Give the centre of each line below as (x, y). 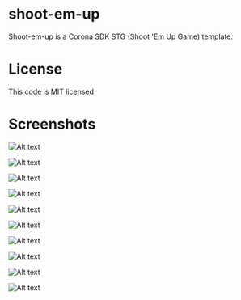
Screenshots (52, 124)
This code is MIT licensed (51, 91)
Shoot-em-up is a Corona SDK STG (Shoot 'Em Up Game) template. (120, 36)
